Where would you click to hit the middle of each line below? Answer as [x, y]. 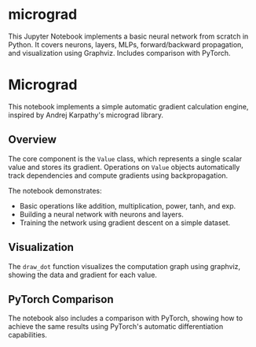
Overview [33, 140]
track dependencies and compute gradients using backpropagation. [118, 175]
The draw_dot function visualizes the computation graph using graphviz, [124, 266]
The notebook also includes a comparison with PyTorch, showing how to [126, 318]
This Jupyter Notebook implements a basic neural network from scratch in [128, 36]
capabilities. [27, 335]
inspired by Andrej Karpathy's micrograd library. [86, 115]
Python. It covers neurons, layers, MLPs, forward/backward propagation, [126, 44]
